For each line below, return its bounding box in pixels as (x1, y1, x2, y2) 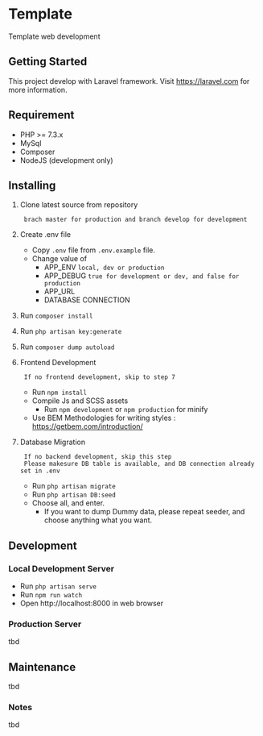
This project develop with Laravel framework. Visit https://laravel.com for (8, 76, 250, 85)
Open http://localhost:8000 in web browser (19, 598, 164, 609)
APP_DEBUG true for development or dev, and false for (43, 271, 240, 281)
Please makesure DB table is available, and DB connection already (23, 460, 255, 468)
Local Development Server (8, 563, 115, 574)
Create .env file (19, 230, 71, 239)
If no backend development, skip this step (23, 453, 172, 461)
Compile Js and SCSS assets (31, 396, 129, 405)
